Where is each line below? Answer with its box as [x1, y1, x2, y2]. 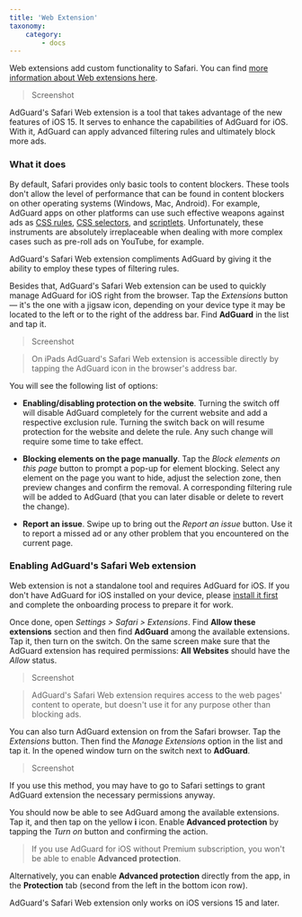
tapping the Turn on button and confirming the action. [9, 825, 209, 836]
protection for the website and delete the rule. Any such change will [22, 426, 274, 436]
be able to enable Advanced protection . [31, 852, 182, 863]
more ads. [9, 136, 47, 146]
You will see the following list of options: [9, 380, 159, 391]
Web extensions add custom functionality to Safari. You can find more [9, 63, 269, 74]
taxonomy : [9, 22, 47, 31]
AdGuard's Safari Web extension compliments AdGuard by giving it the [9, 253, 272, 264]
